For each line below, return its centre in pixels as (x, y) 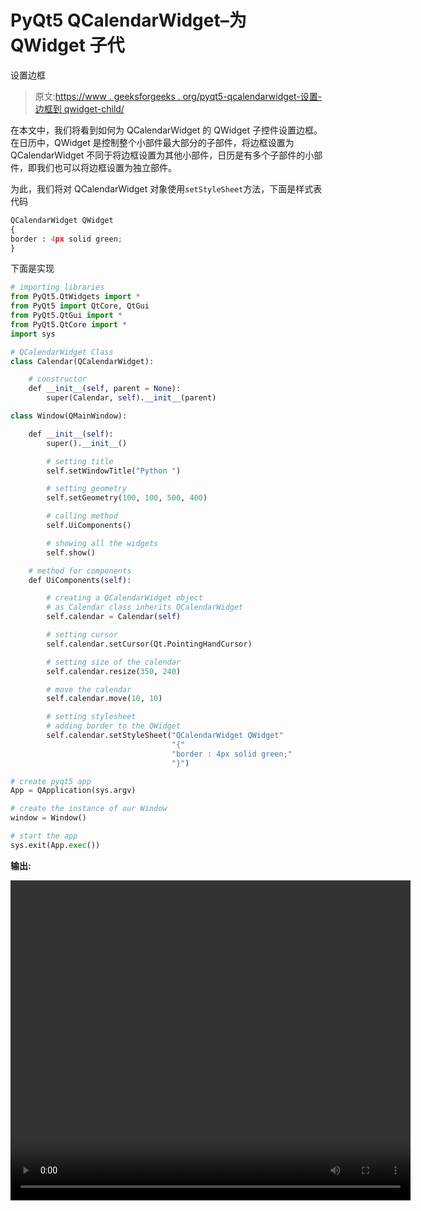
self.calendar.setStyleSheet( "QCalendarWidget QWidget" (165, 736)
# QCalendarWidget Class (62, 352)
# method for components (80, 571)
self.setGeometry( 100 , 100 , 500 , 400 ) (127, 498)
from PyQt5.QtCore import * (69, 324)
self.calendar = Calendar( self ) (114, 617)
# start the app (44, 836)
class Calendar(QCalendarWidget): (82, 361)
